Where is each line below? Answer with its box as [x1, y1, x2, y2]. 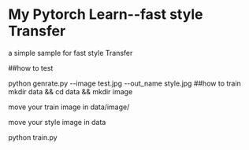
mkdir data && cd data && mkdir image [8, 86, 133, 96]
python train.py [8, 132, 58, 142]
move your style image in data [8, 117, 106, 126]
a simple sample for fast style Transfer [8, 48, 133, 57]
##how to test [8, 63, 54, 72]
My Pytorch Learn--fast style [8, 5, 203, 24]
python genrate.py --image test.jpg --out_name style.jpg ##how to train [8, 79, 242, 88]
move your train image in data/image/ [8, 102, 130, 112]
